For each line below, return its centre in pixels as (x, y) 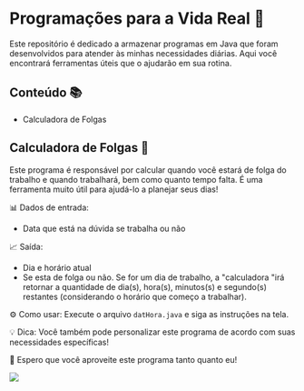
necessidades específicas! (59, 342)
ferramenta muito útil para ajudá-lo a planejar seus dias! (114, 189)
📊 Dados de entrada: (49, 207)
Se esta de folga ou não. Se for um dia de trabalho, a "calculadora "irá (153, 277)
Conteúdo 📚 (46, 93)
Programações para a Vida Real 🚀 (137, 19)
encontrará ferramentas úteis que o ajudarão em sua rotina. (121, 63)
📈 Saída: (26, 246)
